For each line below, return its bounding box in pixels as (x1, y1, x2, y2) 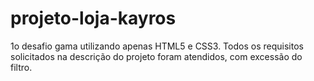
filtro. (10, 61, 33, 73)
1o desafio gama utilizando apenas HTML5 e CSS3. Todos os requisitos (10, 40, 304, 52)
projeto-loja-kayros (10, 7, 177, 30)
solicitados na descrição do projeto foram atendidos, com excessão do (10, 50, 303, 62)
